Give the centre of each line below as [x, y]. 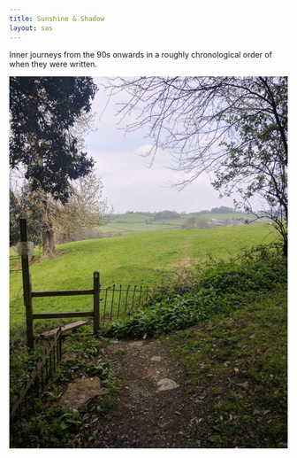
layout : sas [31, 28]
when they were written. [53, 64]
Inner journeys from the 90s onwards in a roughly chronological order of [141, 54]
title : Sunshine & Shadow [57, 19]
